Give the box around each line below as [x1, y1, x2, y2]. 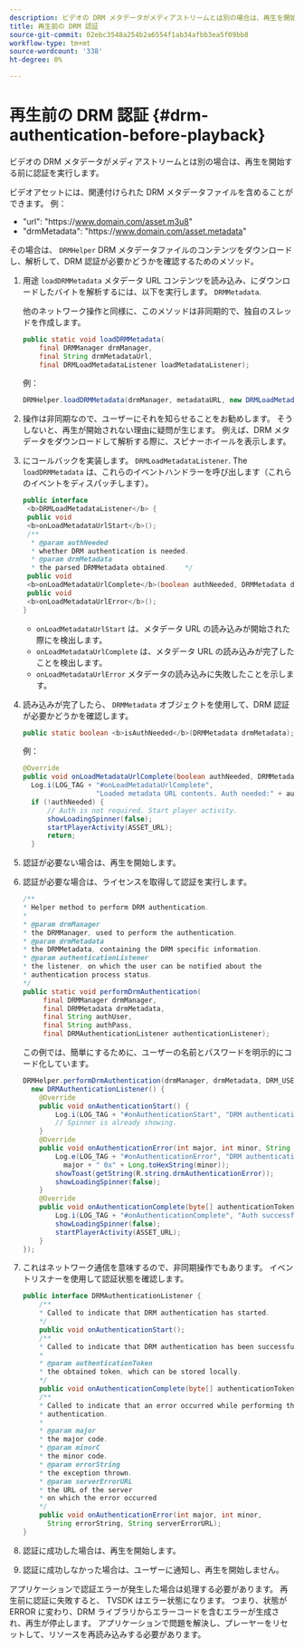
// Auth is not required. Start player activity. [46, 805, 238, 815]
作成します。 [38, 316, 86, 327]
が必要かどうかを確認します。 [22, 710, 134, 721]
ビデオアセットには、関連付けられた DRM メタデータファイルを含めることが [9, 187, 294, 198]
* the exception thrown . [39, 1469, 133, 1478]
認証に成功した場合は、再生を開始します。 [22, 1545, 181, 1556]
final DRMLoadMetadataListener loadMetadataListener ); [39, 360, 251, 370]
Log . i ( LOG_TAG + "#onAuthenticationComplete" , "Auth [55, 1211, 259, 1220]
